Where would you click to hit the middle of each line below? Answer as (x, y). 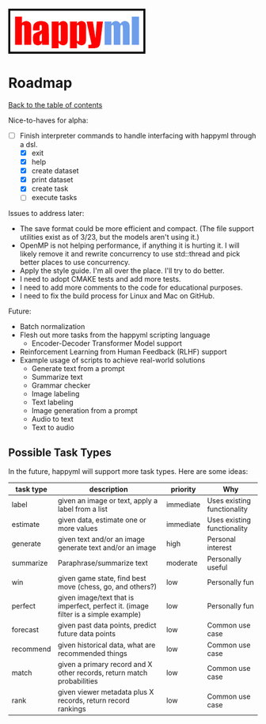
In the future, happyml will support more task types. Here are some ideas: (128, 472)
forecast (25, 629)
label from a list (83, 509)
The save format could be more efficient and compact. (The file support (137, 229)
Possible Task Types (60, 452)
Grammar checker (61, 385)
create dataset (55, 171)
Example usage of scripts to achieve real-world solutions (112, 360)
